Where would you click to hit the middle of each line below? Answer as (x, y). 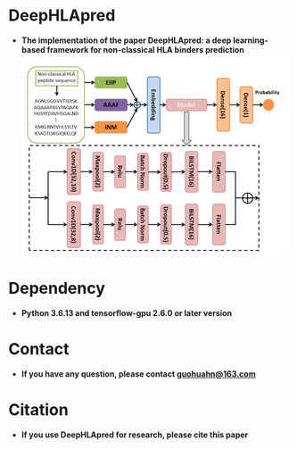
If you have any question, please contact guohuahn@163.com (138, 374)
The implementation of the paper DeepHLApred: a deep (126, 40)
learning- (250, 40)
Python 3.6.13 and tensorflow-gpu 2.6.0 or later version (127, 313)
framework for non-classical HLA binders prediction (145, 49)
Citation (38, 410)
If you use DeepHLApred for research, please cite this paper (135, 435)
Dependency (57, 289)
